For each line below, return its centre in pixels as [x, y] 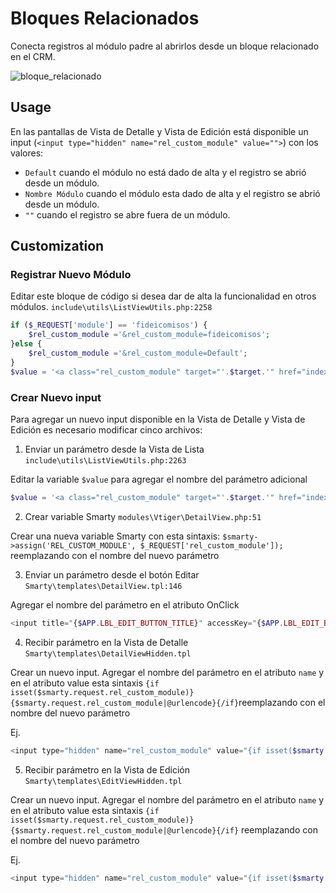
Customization [57, 246]
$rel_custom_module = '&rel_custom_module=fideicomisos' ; [149, 335]
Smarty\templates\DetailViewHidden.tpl [108, 653]
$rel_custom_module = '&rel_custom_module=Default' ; [138, 353]
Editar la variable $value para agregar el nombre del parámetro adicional [159, 479]
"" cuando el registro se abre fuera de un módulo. [127, 214]
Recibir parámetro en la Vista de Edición [107, 769]
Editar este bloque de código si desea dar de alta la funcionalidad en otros [163, 296]
